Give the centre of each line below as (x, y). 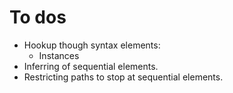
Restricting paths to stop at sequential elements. (123, 77)
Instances (59, 55)
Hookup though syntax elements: (92, 45)
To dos (38, 17)
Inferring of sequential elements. (91, 66)
